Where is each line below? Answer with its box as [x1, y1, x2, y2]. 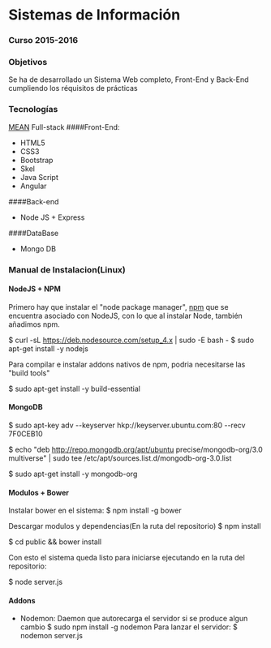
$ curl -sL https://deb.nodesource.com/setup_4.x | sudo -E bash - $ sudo [8, 335, 254, 345]
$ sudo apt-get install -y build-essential [8, 384, 140, 393]
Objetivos [8, 57, 48, 68]
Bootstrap [19, 155, 54, 165]
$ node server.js [8, 577, 63, 587]
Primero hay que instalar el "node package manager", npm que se [8, 302, 229, 311]
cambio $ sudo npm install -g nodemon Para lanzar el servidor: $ [19, 622, 238, 632]
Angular [19, 181, 47, 191]
